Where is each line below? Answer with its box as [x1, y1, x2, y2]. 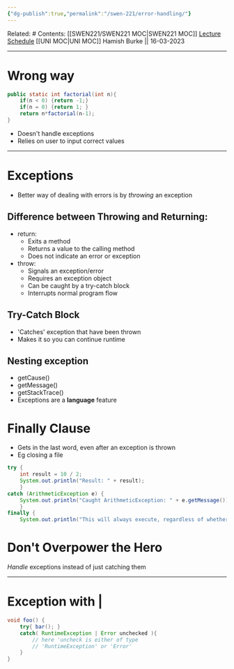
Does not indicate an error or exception [27, 252, 141, 260]
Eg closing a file [17, 451, 64, 459]
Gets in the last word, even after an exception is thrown [17, 444, 176, 452]
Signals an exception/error [27, 266, 104, 275]
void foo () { [7, 617, 45, 624]
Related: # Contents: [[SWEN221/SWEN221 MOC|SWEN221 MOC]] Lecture [7, 29, 221, 38]
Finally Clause [7, 420, 91, 436]
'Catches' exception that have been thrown [17, 327, 141, 336]
